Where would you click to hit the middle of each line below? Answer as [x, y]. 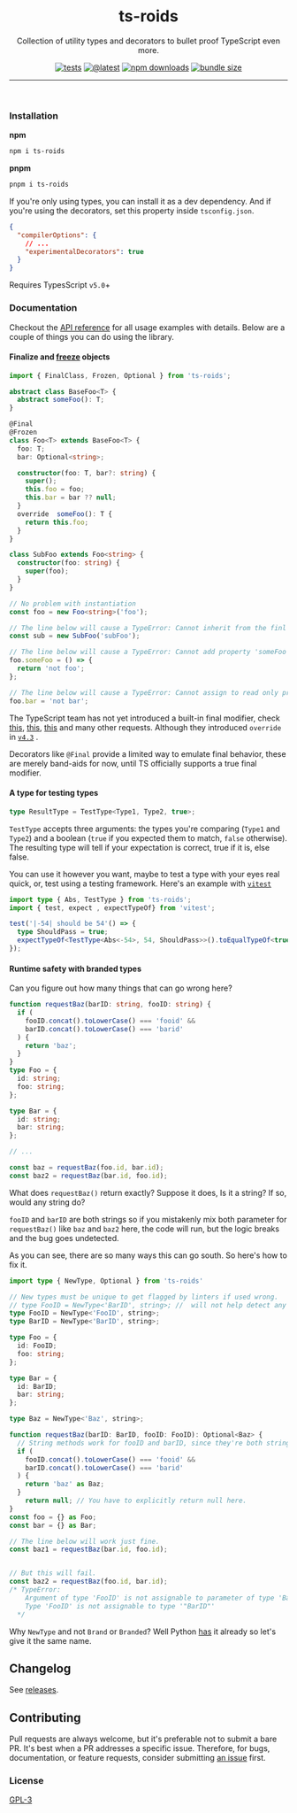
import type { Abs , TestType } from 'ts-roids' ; [100, 899]
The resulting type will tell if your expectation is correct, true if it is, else [140, 847]
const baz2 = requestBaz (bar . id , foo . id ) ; [88, 1176]
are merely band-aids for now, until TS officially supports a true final [133, 763]
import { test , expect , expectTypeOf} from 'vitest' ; [112, 908]
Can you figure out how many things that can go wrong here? [121, 988]
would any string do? [47, 1202]
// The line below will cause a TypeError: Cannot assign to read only [144, 692]
